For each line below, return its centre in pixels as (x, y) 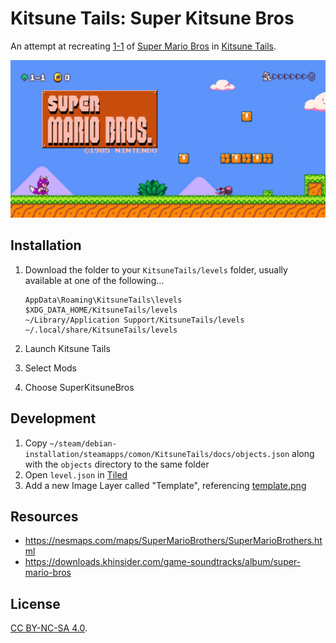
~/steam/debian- (83, 443)
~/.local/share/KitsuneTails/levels (101, 330)
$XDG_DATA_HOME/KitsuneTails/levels (101, 310)
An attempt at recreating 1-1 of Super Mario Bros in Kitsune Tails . (143, 46)
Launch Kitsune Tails (67, 348)
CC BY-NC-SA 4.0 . (49, 628)
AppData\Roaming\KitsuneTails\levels (103, 300)
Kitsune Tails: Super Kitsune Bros (152, 18)
